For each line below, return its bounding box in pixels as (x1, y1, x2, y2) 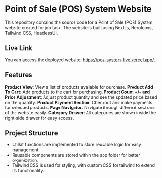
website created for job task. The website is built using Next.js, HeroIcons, (5, 24, 153, 30)
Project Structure (5, 129, 58, 137)
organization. (12, 157, 39, 163)
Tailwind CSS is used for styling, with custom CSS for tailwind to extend (12, 162, 155, 168)
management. (12, 147, 40, 153)
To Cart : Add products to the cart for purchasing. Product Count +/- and (5, 89, 150, 95)
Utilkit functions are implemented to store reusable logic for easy (12, 142, 141, 148)
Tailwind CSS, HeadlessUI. (5, 30, 58, 36)
